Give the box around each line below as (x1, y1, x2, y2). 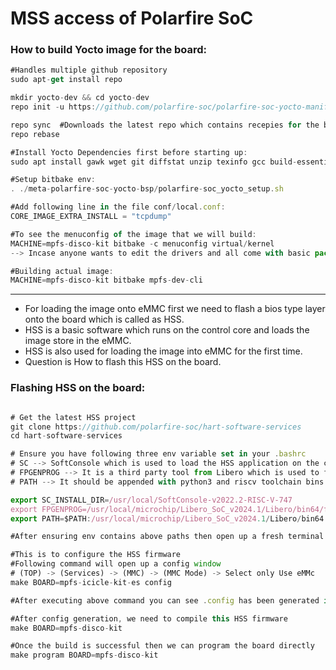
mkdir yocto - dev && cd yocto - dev (10, 93, 150, 103)
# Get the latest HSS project (10, 412, 137, 422)
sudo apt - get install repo (10, 75, 123, 85)
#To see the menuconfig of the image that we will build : (10, 229, 257, 239)
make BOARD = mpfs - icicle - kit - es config (10, 577, 172, 587)
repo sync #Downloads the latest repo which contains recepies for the (10, 120, 320, 130)
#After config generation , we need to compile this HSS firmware (10, 613, 288, 624)
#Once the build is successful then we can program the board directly (10, 641, 315, 651)
